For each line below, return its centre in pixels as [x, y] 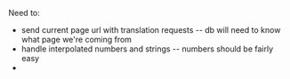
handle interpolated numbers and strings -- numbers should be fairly [147, 49]
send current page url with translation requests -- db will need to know [151, 30]
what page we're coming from [77, 39]
